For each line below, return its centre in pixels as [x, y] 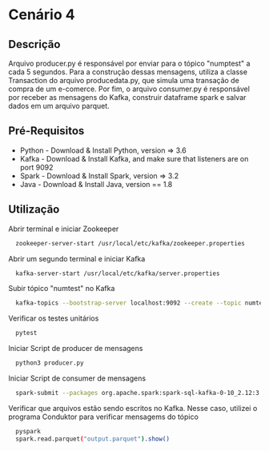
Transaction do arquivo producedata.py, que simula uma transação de [124, 80]
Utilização [34, 210]
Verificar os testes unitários [54, 318]
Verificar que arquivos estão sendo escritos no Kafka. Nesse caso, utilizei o [133, 408]
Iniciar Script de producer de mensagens [76, 349]
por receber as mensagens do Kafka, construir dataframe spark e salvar [127, 97]
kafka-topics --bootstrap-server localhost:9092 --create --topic [128, 303]
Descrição [34, 44]
